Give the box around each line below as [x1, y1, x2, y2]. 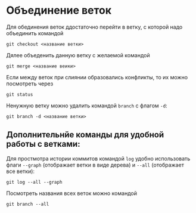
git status [6, 91, 33, 97]
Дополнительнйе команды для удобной [6, 129, 164, 140]
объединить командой [6, 29, 64, 36]
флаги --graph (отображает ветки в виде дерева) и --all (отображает [6, 161, 185, 168]
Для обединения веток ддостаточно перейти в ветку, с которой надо [6, 23, 183, 30]
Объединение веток [6, 4, 112, 17]
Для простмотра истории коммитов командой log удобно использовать [6, 155, 191, 162]
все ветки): [6, 168, 35, 175]
